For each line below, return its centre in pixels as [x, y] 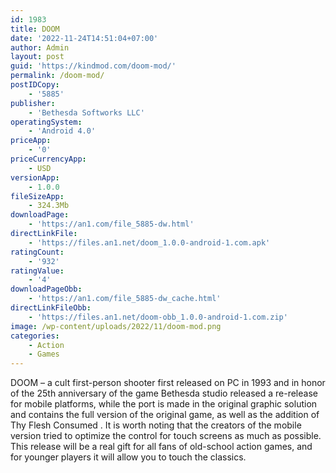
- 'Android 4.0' [62, 131]
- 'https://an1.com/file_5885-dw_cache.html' [125, 299]
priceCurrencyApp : [48, 159]
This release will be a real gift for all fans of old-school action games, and [161, 447]
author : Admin [40, 47]
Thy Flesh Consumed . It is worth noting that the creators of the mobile [156, 425]
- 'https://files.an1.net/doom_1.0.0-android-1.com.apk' [149, 242]
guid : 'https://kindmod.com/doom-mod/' [93, 66]
